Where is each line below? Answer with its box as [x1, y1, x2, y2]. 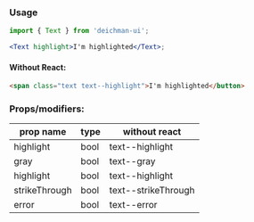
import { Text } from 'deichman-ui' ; [9, 27, 150, 36]
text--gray [109, 155, 156, 168]
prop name [19, 126, 67, 138]
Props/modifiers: [9, 103, 85, 115]
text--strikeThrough [109, 185, 195, 197]
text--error [109, 199, 158, 211]
